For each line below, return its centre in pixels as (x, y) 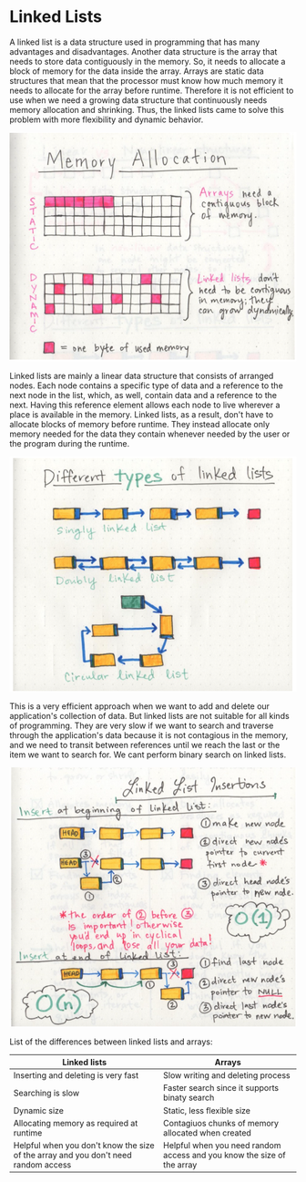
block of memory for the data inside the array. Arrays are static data (137, 71)
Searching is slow (46, 1093)
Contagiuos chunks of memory (221, 1123)
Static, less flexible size (207, 1110)
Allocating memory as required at (76, 1123)
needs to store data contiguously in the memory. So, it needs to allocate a (148, 61)
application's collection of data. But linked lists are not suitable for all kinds (149, 716)
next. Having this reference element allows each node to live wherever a (145, 405)
